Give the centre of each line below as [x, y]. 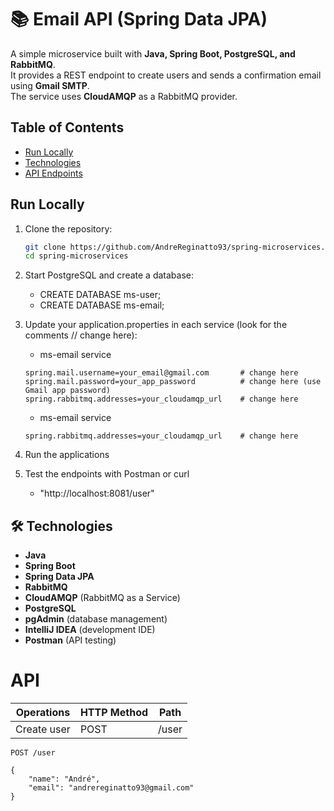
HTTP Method [114, 713]
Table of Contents [67, 127]
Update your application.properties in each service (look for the [156, 325]
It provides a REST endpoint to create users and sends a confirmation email [166, 75]
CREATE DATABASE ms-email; [102, 305]
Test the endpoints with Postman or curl [107, 474]
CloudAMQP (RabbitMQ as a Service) [102, 598]
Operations [43, 713]
